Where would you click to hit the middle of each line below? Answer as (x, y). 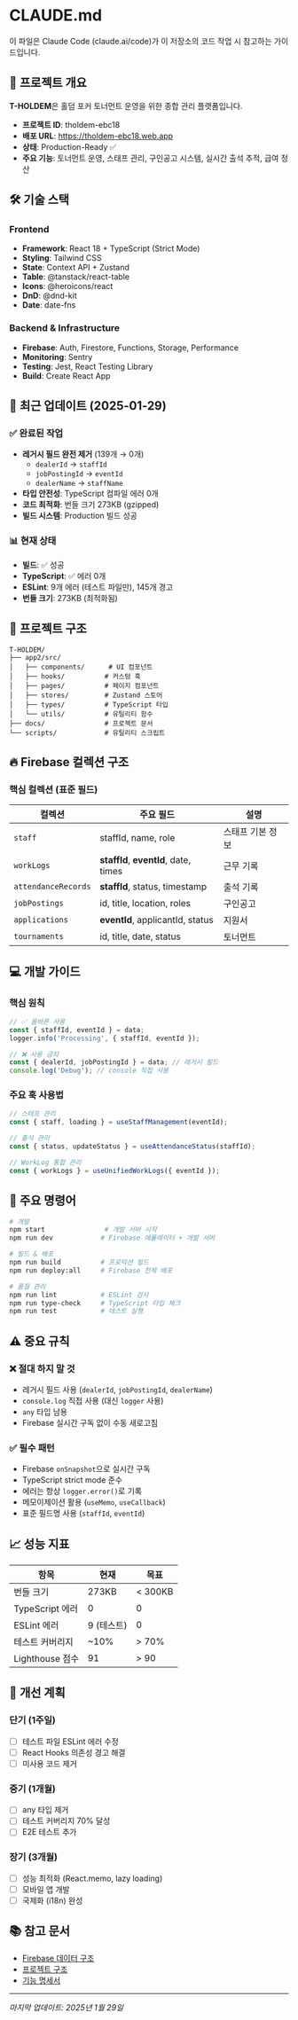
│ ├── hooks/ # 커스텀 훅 (75, 676)
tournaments (39, 937)
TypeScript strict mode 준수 (72, 1480)
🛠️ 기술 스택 (39, 200)
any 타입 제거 (45, 1810)
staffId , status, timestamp (153, 887)
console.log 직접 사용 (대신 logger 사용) (93, 1400)
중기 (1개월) (32, 1789)
